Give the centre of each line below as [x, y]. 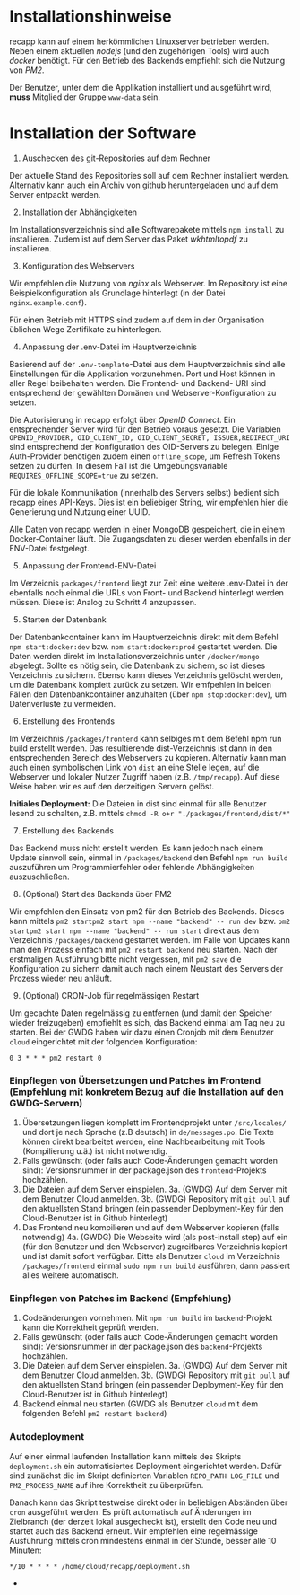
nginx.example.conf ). [48, 302]
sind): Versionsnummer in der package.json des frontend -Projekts [144, 1170]
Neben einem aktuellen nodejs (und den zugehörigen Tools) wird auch [139, 50]
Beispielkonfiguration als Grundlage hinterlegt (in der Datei [117, 293]
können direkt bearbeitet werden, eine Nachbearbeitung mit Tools [144, 1141]
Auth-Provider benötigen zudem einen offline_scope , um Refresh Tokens [145, 456]
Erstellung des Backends [68, 830]
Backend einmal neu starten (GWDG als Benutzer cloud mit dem [140, 1404]
